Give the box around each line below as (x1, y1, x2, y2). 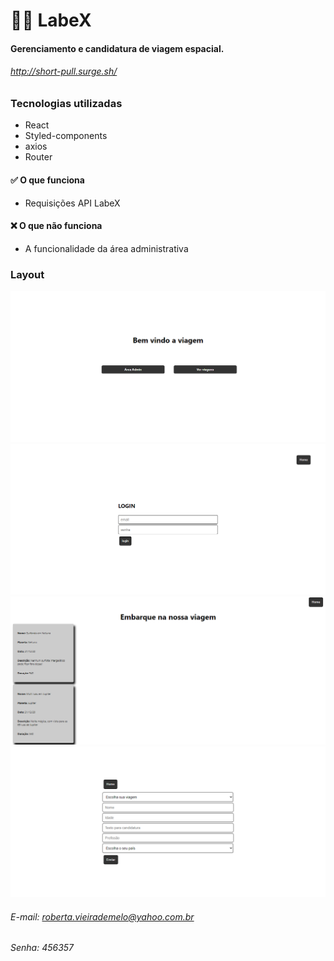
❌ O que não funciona (10, 220, 103, 232)
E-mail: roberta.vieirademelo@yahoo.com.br (10, 910, 195, 923)
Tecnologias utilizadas (10, 96, 123, 110)
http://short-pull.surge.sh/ (10, 65, 118, 78)
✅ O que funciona (10, 174, 85, 186)
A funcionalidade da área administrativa (24, 242, 189, 254)
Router (24, 151, 53, 163)
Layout (10, 267, 45, 281)
